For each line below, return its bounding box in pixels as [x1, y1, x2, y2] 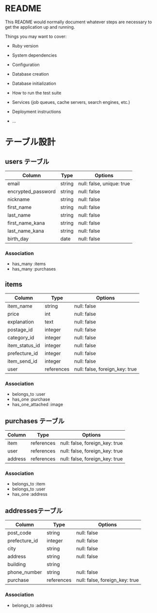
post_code [7, 530, 31, 536]
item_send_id [7, 358, 38, 365]
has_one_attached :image [12, 402, 63, 407]
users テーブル [5, 157, 49, 165]
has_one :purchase [12, 396, 50, 403]
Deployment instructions [12, 109, 62, 114]
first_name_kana [7, 219, 45, 226]
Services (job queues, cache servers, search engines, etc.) [12, 99, 130, 105]
